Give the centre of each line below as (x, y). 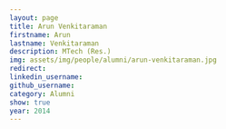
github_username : (42, 85)
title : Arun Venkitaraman (58, 26)
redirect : (28, 69)
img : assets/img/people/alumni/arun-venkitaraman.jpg (113, 60)
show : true (30, 102)
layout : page (34, 18)
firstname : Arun (40, 35)
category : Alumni (42, 94)
